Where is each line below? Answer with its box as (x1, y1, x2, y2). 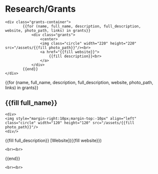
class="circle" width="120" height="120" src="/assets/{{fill (5, 120, 135, 125)
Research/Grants (5, 3, 76, 15)
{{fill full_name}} (5, 99, 58, 107)
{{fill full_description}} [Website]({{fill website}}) (5, 137, 102, 143)
